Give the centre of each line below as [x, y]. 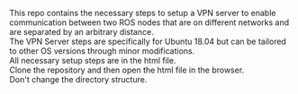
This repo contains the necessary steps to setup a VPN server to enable [143, 13]
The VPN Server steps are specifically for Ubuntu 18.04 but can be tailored [148, 41]
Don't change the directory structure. [78, 79]
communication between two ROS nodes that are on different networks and [149, 22]
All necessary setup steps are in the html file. [93, 60]
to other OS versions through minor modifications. [102, 51]
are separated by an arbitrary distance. [82, 32]
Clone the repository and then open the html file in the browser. [127, 70]
